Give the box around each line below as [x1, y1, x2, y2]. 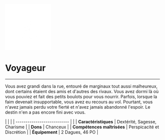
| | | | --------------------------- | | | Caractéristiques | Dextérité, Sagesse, [5, 118, 157, 124]
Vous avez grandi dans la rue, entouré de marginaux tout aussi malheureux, [5, 83, 158, 89]
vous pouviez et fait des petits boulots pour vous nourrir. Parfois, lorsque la [5, 93, 157, 99]
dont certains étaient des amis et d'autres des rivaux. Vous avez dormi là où [5, 88, 159, 94]
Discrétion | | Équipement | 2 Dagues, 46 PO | [5, 129, 99, 135]
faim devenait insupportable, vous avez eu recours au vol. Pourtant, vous [5, 99, 153, 105]
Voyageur [5, 63, 46, 74]
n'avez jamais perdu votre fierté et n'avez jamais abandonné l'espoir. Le [5, 104, 151, 110]
